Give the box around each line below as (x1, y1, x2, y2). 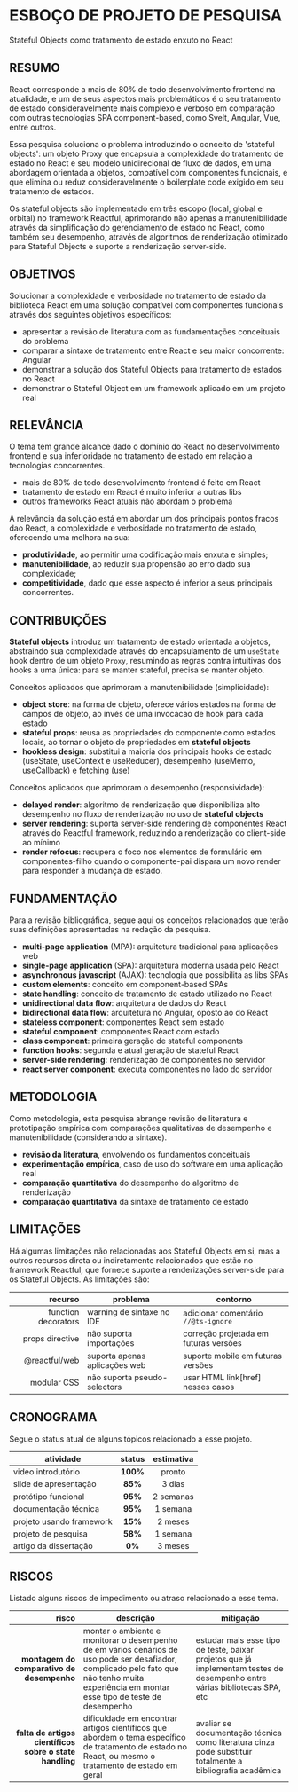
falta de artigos (16, 1727, 76, 1738)
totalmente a (195, 1756, 243, 1766)
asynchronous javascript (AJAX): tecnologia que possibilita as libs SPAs (21, 970, 289, 980)
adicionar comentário (183, 1308, 263, 1318)
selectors (87, 1381, 122, 1393)
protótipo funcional (12, 1491, 85, 1502)
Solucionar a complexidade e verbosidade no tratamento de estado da (9, 290, 267, 301)
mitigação (220, 1612, 260, 1623)
